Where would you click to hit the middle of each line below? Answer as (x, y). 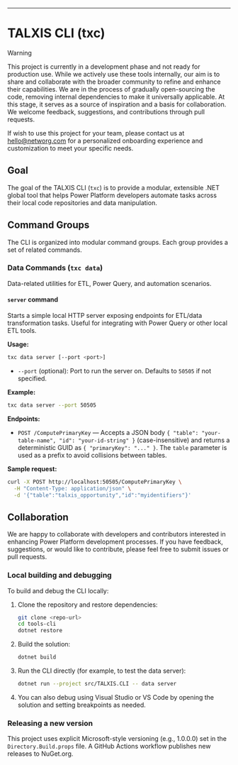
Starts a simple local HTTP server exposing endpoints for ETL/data (105, 316)
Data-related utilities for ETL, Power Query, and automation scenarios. (109, 283)
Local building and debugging (59, 576)
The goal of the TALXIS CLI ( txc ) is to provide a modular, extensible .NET (113, 187)
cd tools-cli (37, 624)
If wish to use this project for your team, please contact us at (96, 133)
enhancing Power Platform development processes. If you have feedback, (115, 542)
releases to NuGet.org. (40, 754)
